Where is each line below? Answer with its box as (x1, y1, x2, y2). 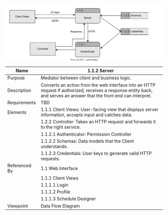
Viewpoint (7, 202, 28, 209)
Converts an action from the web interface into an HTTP (40, 82, 156, 88)
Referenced (7, 162, 31, 169)
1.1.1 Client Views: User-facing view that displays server (40, 107, 158, 113)
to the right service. (40, 124, 81, 130)
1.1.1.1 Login (40, 182, 68, 188)
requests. (40, 156, 60, 162)
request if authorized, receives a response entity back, (40, 87, 153, 93)
